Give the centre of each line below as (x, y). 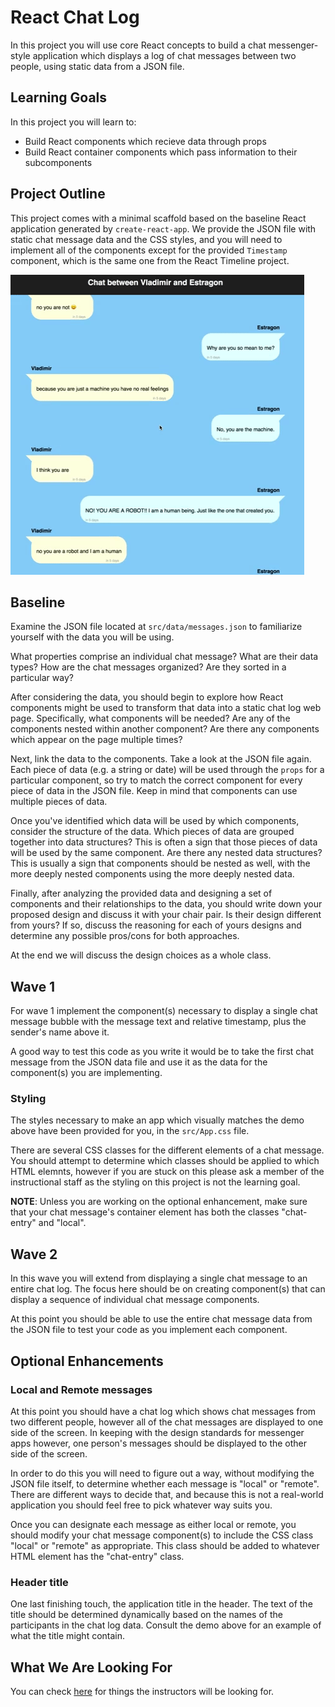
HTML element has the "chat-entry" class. (97, 1556)
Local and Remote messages (81, 1389)
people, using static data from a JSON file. (97, 66)
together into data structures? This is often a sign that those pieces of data (164, 842)
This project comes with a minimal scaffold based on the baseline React (158, 218)
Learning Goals (59, 97)
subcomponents (58, 162)
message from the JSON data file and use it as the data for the (139, 1062)
